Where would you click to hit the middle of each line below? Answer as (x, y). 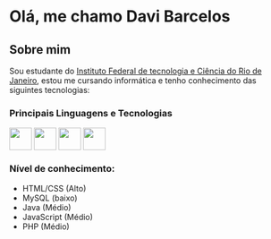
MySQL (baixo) (50, 198)
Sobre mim (40, 50)
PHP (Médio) (46, 226)
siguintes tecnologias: (50, 90)
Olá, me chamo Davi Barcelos (120, 17)
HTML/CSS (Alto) (54, 188)
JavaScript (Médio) (58, 217)
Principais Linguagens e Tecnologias (91, 113)
